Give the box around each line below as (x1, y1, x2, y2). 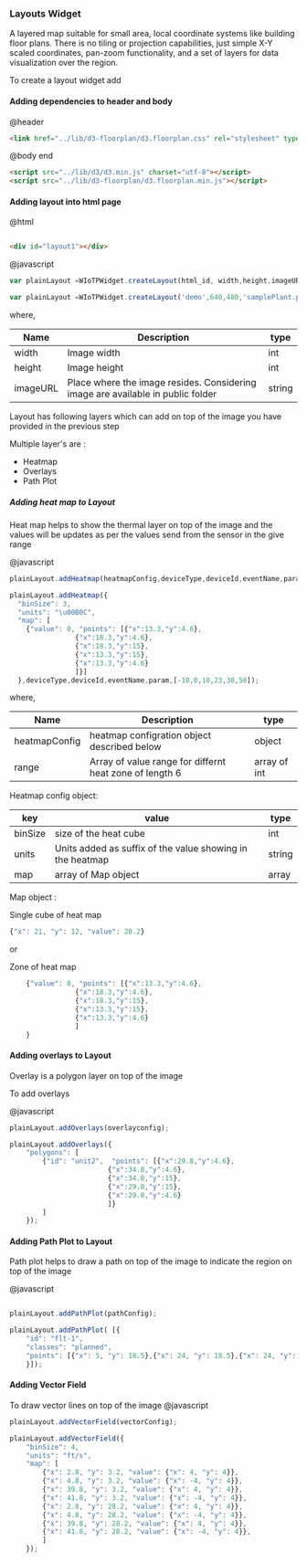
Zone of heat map (9, 962, 77, 973)
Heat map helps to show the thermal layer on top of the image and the (9, 519, 273, 530)
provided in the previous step (9, 420, 121, 431)
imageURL (14, 382, 59, 395)
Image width (67, 346, 121, 359)
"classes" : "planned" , (26, 1343, 112, 1352)
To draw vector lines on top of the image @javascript (9, 1399, 208, 1410)
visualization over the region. (9, 58, 119, 69)
